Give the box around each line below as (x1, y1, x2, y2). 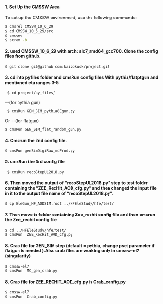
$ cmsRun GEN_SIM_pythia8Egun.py (7, 108, 75, 114)
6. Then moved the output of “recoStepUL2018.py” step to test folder (5, 180, 148, 186)
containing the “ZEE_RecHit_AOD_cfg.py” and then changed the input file (5, 185, 157, 191)
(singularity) (5, 253, 31, 259)
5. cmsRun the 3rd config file (5, 159, 65, 165)
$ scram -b (5, 37, 27, 42)
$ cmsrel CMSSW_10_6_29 (5, 24, 54, 29)
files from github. (5, 54, 41, 59)
